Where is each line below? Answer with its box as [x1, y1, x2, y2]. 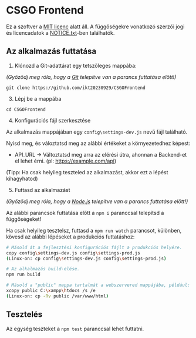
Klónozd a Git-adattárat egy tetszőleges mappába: [14, 62, 137, 69]
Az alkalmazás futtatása [6, 47, 97, 57]
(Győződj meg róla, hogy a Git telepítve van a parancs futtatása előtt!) [6, 73, 177, 80]
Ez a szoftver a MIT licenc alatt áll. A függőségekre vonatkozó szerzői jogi [6, 23, 185, 30]
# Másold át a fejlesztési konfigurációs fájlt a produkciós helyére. [6, 244, 183, 250]
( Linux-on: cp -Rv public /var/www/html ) [6, 293, 109, 299]
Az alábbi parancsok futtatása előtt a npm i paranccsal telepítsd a [6, 209, 164, 216]
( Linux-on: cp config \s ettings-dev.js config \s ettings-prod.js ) [6, 256, 167, 261]
